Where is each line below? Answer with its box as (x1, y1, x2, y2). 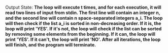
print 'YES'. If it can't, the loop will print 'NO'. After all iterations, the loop (5, 36, 161, 42)
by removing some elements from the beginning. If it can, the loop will (5, 31, 156, 37)
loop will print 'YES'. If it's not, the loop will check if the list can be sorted (5, 26, 162, 32)
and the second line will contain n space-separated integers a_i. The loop (5, 15, 163, 21)
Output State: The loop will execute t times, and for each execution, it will (5, 5, 161, 10)
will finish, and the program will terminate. (5, 42, 96, 47)
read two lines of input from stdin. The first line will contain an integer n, (5, 10, 160, 16)
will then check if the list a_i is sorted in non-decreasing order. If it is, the (5, 20, 161, 26)
